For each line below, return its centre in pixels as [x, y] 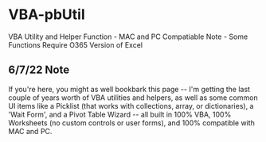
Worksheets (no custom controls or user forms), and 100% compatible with [131, 123]
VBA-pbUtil [47, 15]
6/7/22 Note [39, 70]
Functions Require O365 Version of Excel [76, 44]
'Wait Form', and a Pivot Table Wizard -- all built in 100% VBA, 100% [120, 114]
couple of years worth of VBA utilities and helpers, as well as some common [133, 98]
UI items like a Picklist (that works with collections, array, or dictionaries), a [131, 106]
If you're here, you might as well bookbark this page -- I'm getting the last [129, 89]
